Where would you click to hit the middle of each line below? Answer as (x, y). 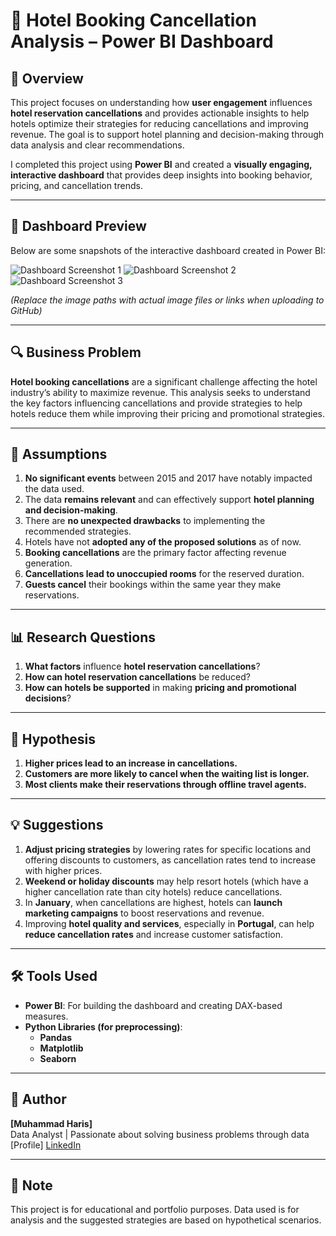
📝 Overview (47, 78)
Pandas (56, 1037)
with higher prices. (63, 870)
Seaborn (58, 1058)
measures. (46, 1016)
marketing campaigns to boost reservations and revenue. (144, 913)
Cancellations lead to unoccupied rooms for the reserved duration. (164, 574)
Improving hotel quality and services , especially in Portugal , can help (169, 923)
